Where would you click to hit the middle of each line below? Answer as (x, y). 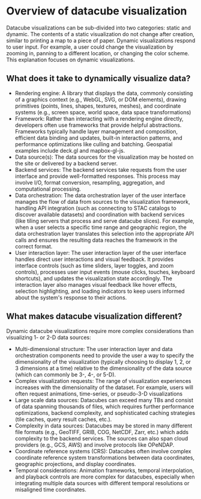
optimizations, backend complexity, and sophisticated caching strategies (105, 412)
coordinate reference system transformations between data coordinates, (105, 458)
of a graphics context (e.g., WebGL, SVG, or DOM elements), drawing (100, 99)
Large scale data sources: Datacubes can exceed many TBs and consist (104, 400)
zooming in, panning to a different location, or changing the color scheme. (98, 53)
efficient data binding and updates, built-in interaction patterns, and (99, 138)
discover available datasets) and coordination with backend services (100, 214)
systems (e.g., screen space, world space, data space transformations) (103, 112)
